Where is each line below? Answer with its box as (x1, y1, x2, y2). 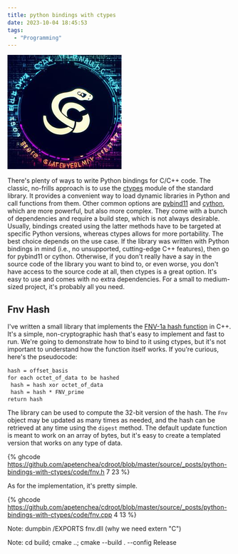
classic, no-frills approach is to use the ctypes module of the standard (7, 184, 214, 193)
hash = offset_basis (7, 368, 69, 375)
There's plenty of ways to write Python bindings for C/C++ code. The (7, 176, 212, 185)
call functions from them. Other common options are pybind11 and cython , (7, 199, 225, 208)
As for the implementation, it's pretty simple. (7, 482, 138, 490)
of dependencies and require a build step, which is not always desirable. (7, 214, 220, 223)
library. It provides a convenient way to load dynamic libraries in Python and (7, 191, 230, 200)
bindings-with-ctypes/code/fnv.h (7, 468, 105, 476)
